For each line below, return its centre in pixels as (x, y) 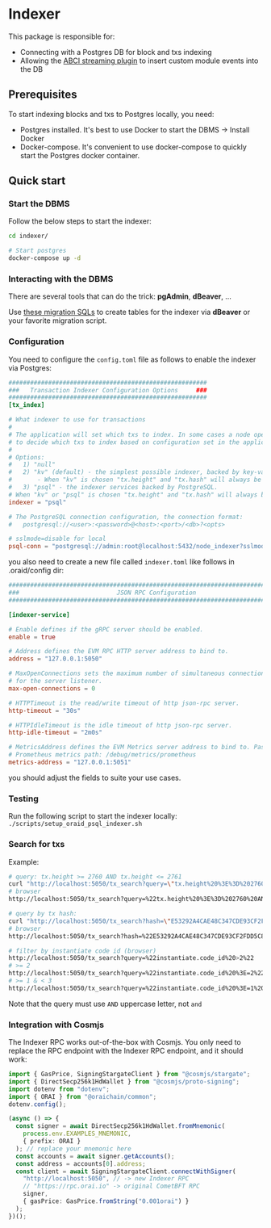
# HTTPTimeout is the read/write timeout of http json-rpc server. (124, 703)
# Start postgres (38, 251)
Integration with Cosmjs (56, 1025)
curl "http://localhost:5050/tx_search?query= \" (92, 884)
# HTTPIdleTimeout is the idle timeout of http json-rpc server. (120, 725)
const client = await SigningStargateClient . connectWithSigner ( (126, 1171)
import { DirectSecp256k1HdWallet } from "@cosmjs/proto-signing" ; (124, 1081)
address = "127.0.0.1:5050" (56, 659)
